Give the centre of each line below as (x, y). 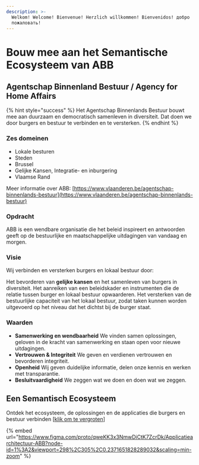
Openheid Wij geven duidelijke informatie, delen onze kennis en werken (103, 367)
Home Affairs (31, 96)
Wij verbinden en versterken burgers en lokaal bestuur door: (80, 270)
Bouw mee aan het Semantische (87, 52)
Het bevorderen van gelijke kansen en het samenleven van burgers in (91, 282)
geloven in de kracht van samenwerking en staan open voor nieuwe (98, 342)
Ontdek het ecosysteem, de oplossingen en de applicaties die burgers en (96, 413)
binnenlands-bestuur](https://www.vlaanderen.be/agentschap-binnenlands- (99, 195)
